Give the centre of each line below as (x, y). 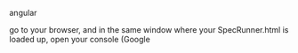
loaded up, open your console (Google (80, 39)
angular (23, 13)
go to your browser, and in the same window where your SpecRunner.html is (149, 30)
